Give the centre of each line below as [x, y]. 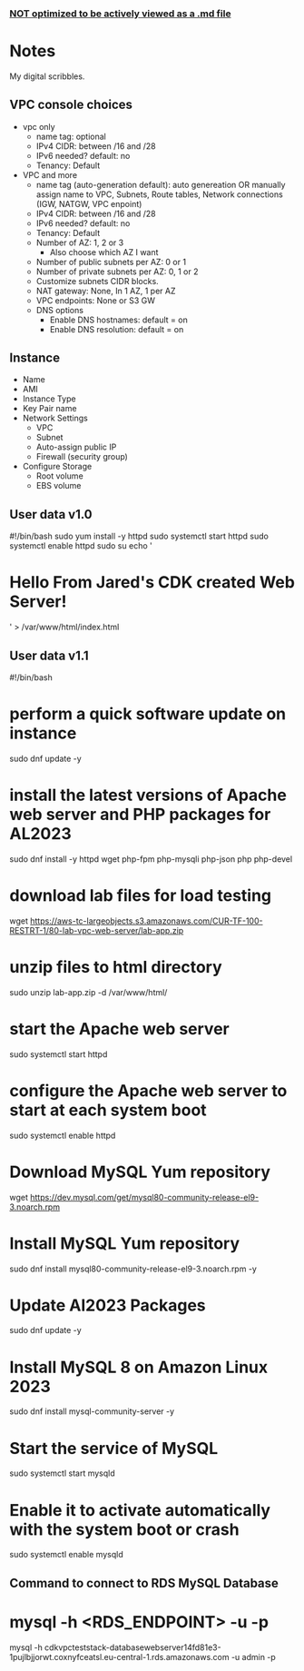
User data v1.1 [49, 655]
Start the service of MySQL [114, 1448]
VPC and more [50, 174]
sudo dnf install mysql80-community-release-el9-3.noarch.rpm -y [133, 1269]
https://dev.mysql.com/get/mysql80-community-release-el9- [145, 1197]
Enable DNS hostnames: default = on [118, 320]
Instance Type [49, 399]
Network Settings [55, 418]
